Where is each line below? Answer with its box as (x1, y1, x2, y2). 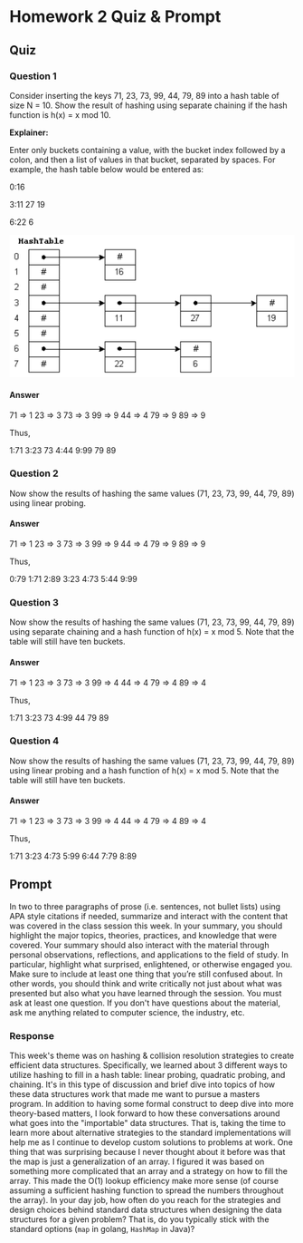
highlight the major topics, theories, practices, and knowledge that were (9, 929, 278, 940)
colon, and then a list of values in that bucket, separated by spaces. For (9, 154, 276, 165)
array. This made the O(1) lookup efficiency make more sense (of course (9, 1176, 279, 1187)
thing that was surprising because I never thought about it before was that (9, 1147, 286, 1158)
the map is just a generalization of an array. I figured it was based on (9, 1156, 265, 1167)
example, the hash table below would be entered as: (9, 163, 204, 174)
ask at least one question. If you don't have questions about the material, (9, 997, 280, 1008)
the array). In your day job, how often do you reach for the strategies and (9, 1195, 281, 1206)
